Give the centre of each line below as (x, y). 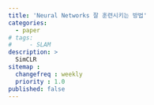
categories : (28, 23)
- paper (28, 30)
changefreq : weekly (49, 74)
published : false (37, 89)
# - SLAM (30, 45)
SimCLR (26, 60)
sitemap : (24, 67)
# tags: (21, 37)
